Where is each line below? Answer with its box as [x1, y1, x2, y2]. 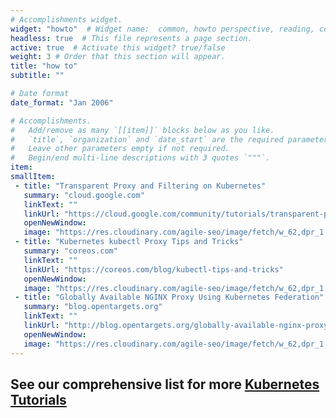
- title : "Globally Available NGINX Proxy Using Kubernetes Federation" [14, 292, 325, 303]
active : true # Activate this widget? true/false [10, 42, 226, 53]
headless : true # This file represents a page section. [10, 33, 253, 43]
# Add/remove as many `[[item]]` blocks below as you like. [10, 125, 275, 135]
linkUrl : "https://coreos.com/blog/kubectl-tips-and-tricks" [23, 264, 284, 275]
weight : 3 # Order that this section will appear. [10, 52, 226, 62]
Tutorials [10, 391, 67, 408]
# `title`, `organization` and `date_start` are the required [10, 134, 284, 145]
